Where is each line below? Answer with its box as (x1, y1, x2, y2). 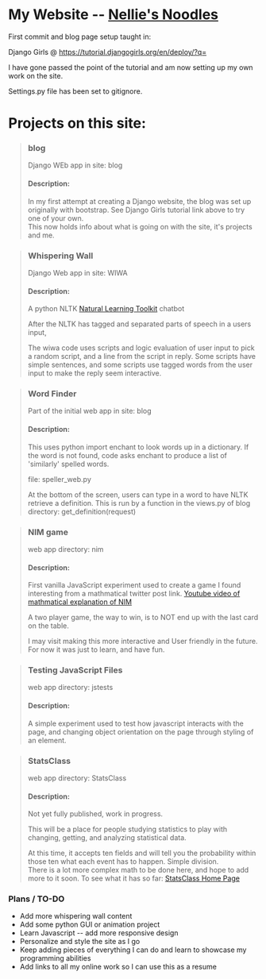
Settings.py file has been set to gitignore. (8, 86, 143, 96)
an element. (27, 735, 67, 745)
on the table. (27, 621, 70, 630)
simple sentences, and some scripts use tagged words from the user (27, 360, 253, 370)
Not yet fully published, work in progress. (27, 809, 164, 819)
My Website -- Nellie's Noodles (8, 6, 219, 24)
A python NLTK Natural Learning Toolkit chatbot (27, 304, 185, 314)
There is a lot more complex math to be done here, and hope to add (27, 865, 249, 875)
